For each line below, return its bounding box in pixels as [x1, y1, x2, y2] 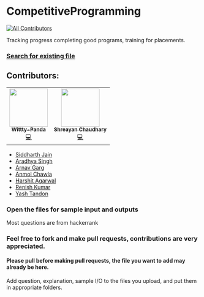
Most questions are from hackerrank [6, 219, 99, 226]
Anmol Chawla [15, 170, 52, 178]
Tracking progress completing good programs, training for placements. [6, 36, 186, 43]
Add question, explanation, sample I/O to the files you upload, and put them [6, 277, 197, 285]
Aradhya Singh [15, 157, 53, 165]
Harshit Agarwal [15, 176, 56, 184]
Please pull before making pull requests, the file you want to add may [6, 257, 186, 265]
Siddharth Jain [15, 151, 53, 158]
